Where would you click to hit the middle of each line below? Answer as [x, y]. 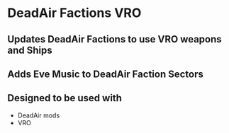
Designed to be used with [65, 98]
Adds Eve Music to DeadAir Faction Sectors [105, 74]
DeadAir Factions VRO [74, 13]
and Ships [30, 50]
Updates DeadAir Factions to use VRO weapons [114, 39]
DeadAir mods [39, 115]
